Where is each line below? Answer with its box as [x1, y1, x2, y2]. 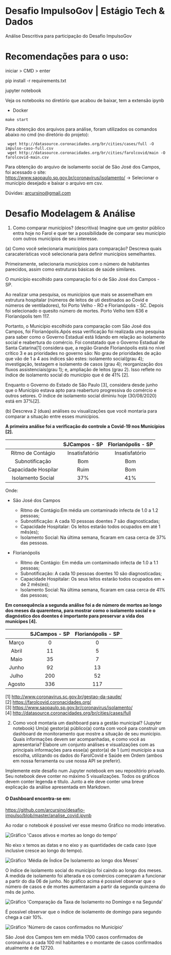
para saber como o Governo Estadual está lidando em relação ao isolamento [5, 333, 166, 340]
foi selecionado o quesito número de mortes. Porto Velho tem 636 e [5, 307, 148, 314]
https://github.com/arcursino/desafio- [5, 807, 85, 813]
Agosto [8, 680, 26, 687]
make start [5, 117, 29, 122]
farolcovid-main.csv [5, 155, 50, 160]
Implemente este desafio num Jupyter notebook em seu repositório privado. [5, 768, 165, 774]
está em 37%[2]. [5, 398, 41, 404]
